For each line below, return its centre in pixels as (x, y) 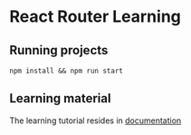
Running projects (59, 50)
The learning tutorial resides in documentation (95, 121)
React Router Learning (95, 17)
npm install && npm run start (67, 71)
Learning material (60, 98)
